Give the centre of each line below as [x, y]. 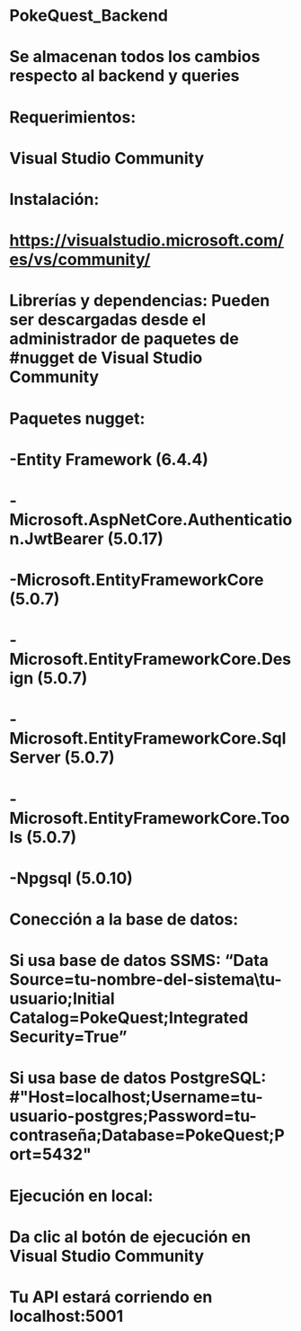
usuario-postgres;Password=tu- [133, 1117]
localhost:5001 [66, 1316]
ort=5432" [50, 1154]
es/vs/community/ [80, 259]
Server [35, 758]
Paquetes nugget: [77, 418]
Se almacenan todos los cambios [135, 57]
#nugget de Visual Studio [106, 358]
